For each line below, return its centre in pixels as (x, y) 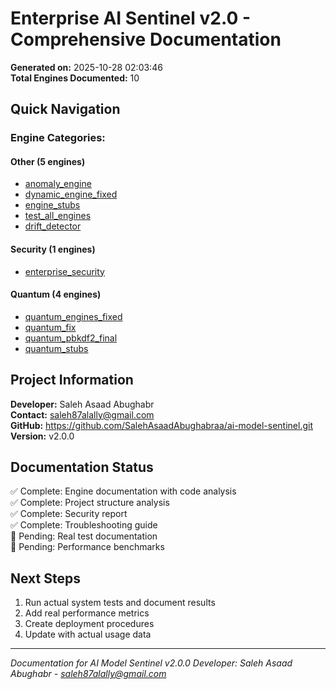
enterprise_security (64, 271)
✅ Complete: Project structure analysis (90, 503)
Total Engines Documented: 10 (75, 78)
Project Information (72, 380)
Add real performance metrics (87, 613)
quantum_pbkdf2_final (71, 338)
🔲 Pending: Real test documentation (84, 536)
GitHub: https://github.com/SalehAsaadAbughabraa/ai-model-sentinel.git (162, 425)
